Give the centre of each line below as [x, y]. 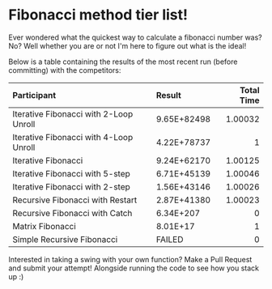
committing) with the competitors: [65, 70]
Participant [34, 95]
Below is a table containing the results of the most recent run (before [123, 62]
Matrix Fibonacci [45, 226]
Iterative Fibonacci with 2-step [72, 186]
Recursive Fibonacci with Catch [72, 213]
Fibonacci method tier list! [98, 15]
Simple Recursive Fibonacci [65, 239]
